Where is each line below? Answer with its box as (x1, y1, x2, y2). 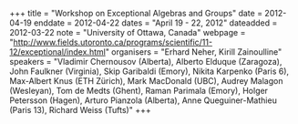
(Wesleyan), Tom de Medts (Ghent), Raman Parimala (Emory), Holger (9, 86, 269, 96)
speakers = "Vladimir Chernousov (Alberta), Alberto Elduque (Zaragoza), (9, 57, 283, 67)
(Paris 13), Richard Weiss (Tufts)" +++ (9, 105, 152, 115)
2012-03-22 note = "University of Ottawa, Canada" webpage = (9, 27, 246, 37)
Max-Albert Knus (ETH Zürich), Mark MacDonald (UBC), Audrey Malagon (9, 76, 283, 86)
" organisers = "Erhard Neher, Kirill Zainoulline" (105, 46, 283, 57)
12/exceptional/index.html (9, 46, 107, 57)
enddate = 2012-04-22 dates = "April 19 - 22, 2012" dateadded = (33, 17, 278, 28)
